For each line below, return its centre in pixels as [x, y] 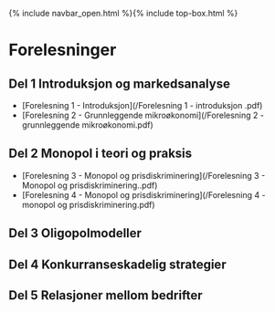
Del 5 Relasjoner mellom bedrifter [106, 295]
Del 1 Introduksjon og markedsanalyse [119, 83]
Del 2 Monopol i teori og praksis [100, 154]
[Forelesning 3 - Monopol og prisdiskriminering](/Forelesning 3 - [143, 175]
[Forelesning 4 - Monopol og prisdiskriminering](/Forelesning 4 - [143, 194]
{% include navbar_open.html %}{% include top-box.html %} [123, 13]
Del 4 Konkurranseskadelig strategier [117, 264]
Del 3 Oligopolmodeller [75, 233]
